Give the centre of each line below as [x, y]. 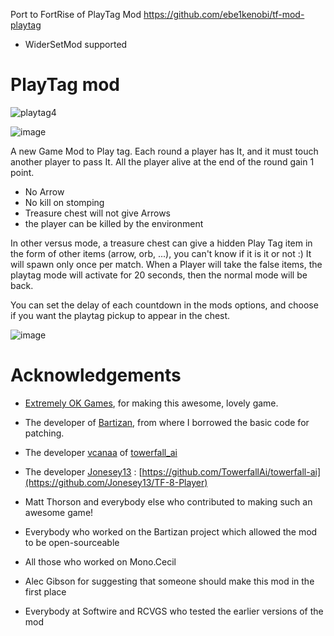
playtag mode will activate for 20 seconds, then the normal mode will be [159, 275]
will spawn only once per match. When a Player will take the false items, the [166, 264]
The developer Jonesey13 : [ [83, 471]
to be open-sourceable [72, 542]
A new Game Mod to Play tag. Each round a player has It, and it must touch [164, 151]
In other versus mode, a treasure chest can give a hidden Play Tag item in [161, 243]
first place [45, 591]
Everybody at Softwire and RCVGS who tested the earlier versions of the [174, 611]
